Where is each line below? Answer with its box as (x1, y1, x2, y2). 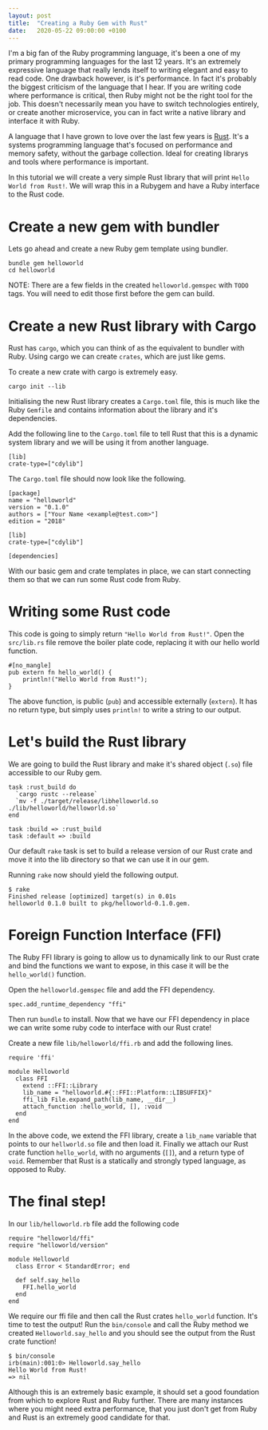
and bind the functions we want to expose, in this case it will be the (8, 961, 230, 971)
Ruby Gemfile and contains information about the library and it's (8, 405, 218, 415)
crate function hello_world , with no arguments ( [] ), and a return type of (8, 1147, 245, 1158)
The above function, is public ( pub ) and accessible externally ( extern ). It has (8, 696, 258, 707)
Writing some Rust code (8, 603, 171, 621)
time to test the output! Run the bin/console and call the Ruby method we (8, 1320, 249, 1329)
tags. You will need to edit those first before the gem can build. (8, 289, 215, 299)
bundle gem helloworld (8, 259, 84, 267)
